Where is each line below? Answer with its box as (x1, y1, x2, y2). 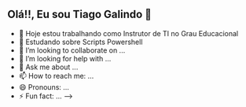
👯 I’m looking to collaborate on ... (18, 45, 126, 55)
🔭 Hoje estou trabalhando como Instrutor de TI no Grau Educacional (18, 28, 239, 38)
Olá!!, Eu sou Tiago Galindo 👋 (7, 8, 152, 21)
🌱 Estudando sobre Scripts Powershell (18, 37, 143, 46)
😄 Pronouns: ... (18, 82, 70, 91)
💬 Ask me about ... (18, 62, 79, 72)
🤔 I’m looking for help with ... (18, 53, 112, 63)
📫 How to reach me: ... (18, 71, 94, 80)
